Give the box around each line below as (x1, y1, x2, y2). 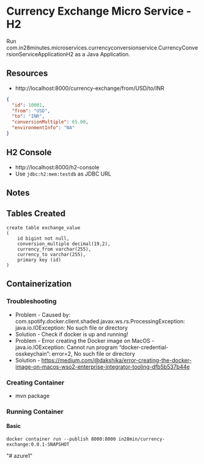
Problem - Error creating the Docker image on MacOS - (15, 337, 155, 344)
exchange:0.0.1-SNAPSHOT (6, 441, 70, 447)
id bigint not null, (17, 235, 70, 241)
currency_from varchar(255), (17, 246, 92, 252)
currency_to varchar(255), (17, 251, 86, 257)
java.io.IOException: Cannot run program (15, 344, 118, 351)
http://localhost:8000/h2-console (15, 163, 100, 171)
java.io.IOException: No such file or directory (15, 324, 128, 331)
